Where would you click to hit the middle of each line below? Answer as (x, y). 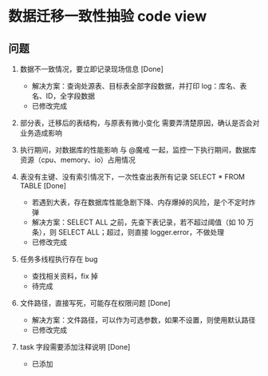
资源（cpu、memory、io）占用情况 (77, 160)
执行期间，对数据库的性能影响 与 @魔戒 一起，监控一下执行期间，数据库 (138, 150)
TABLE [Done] (43, 186)
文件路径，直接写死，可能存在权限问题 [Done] (95, 303)
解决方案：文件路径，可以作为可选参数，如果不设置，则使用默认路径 (144, 320)
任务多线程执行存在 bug (59, 259)
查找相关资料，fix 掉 (65, 276)
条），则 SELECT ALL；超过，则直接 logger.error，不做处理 (128, 232)
